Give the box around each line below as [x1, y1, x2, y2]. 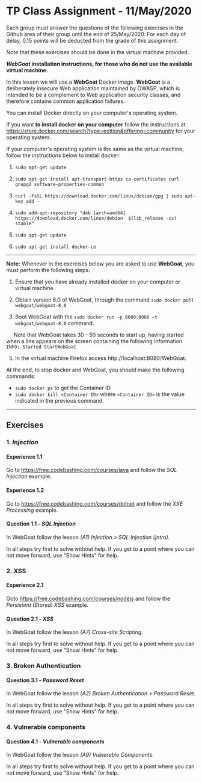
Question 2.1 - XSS [6, 615, 54, 622]
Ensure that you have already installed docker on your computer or [14, 278, 181, 285]
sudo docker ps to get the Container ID [14, 384, 111, 391]
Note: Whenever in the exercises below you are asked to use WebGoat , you [6, 260, 195, 267]
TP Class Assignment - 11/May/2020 [6, 4, 192, 18]
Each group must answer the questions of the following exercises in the [6, 24, 183, 31]
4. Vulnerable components [6, 723, 86, 731]
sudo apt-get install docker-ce [14, 244, 96, 250]
